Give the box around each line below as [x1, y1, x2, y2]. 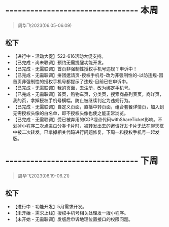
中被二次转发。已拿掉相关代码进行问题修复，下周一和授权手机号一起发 [12, 129, 160, 135]
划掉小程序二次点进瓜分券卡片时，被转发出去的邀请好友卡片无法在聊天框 [12, 123, 164, 129]
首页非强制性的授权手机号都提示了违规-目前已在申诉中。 [12, 78, 131, 84]
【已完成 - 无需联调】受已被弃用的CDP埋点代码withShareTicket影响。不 [12, 116, 162, 122]
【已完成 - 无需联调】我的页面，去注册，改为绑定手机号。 [12, 85, 133, 91]
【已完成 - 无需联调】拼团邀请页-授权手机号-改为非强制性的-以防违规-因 [12, 72, 163, 78]
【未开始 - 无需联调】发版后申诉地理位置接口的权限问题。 [12, 216, 133, 222]
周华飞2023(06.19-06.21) [17, 173, 70, 179]
